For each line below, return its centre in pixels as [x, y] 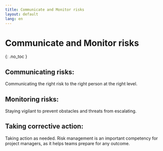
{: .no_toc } [16, 56]
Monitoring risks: [32, 99]
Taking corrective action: [44, 126]
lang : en [14, 19]
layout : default [22, 14]
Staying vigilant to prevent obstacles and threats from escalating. [71, 111]
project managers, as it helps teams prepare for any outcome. [68, 143]
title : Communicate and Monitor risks [45, 10]
